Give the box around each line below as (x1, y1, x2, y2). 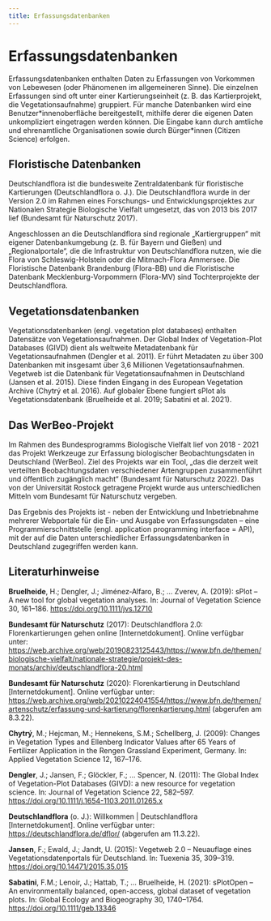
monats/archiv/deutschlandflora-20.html (8, 662, 143, 672)
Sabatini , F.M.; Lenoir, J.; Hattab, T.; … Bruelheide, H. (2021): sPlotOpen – (8, 877, 253, 887)
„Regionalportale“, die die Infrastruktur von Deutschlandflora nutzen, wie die (8, 246, 262, 256)
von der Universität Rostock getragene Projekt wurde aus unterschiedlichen (8, 483, 261, 492)
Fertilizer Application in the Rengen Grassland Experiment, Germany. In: (8, 745, 247, 755)
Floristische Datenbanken (8, 157, 142, 171)
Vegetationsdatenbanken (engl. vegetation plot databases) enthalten (8, 326, 237, 336)
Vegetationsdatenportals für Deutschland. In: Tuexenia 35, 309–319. (8, 853, 235, 863)
